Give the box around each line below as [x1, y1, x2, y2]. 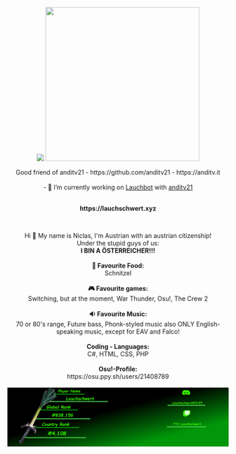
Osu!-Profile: [98, 365, 138, 373]
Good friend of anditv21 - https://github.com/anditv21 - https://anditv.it [15, 168, 221, 176]
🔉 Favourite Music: [88, 310, 147, 318]
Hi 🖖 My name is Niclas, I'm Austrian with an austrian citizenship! [24, 232, 212, 239]
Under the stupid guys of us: [77, 239, 159, 247]
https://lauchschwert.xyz [79, 204, 157, 213]
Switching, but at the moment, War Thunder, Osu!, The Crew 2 [27, 294, 209, 303]
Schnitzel [104, 269, 132, 277]
